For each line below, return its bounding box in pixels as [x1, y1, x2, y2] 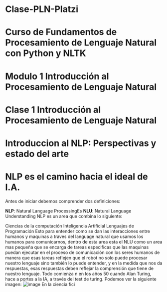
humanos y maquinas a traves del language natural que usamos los [5, 233, 144, 239]
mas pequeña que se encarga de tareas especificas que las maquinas [5, 244, 149, 250]
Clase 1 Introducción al [5, 104, 101, 115]
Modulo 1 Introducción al [5, 70, 109, 82]
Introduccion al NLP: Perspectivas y [5, 137, 157, 148]
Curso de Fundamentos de [5, 26, 117, 38]
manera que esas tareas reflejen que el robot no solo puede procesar [5, 254, 148, 260]
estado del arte [5, 148, 69, 159]
